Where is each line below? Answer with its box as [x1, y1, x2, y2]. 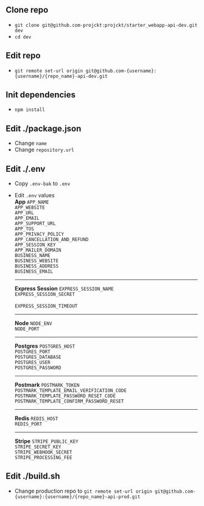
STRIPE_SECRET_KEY [14, 444, 62, 450]
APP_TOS [14, 226, 34, 232]
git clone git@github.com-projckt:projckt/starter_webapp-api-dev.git [14, 22, 198, 28]
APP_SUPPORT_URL [14, 220, 56, 227]
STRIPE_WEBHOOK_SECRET [14, 449, 72, 455]
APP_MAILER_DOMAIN [14, 247, 62, 253]
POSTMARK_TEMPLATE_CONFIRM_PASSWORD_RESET [14, 398, 124, 404]
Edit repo [5, 51, 41, 61]
